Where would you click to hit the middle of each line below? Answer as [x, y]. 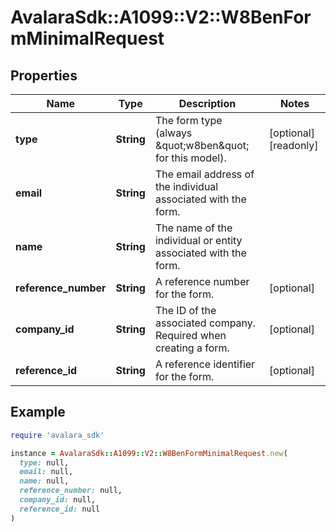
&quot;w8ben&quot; [202, 145]
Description [207, 103]
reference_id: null [60, 509]
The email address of [204, 174]
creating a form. [192, 348]
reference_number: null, [71, 491]
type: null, [44, 462]
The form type [188, 120]
